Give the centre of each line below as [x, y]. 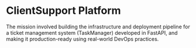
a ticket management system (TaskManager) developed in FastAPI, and [92, 32]
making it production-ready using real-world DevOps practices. [82, 39]
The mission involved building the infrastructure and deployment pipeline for [98, 27]
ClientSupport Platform [63, 11]
